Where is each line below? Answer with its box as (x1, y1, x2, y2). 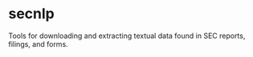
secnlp (8, 5, 55, 23)
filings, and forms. (8, 39, 68, 48)
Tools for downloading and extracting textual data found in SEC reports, (8, 31, 246, 40)
